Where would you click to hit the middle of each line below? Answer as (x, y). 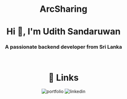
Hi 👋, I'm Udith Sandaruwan (63, 32)
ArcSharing (63, 9)
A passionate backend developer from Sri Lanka (63, 47)
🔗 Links (63, 78)
